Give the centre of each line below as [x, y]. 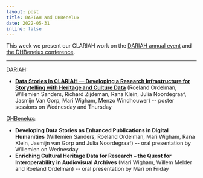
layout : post [23, 12]
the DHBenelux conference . [41, 52]
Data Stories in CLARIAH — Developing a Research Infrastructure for [103, 81]
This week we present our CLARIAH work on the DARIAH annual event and [99, 46]
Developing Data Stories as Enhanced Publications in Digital [92, 130]
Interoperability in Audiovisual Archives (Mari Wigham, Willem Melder [103, 162]
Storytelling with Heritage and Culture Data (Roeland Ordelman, [96, 87]
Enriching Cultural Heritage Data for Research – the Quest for [93, 156]
